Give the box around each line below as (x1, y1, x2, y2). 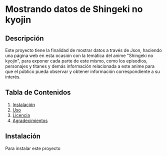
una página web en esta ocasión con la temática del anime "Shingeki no (5, 52, 153, 58)
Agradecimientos (12, 117, 48, 123)
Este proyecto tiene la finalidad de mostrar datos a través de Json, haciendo (5, 47, 162, 53)
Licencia (12, 112, 30, 118)
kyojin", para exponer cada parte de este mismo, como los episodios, (5, 58, 148, 63)
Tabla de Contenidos (5, 88, 71, 97)
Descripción (5, 34, 44, 42)
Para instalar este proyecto (5, 145, 61, 151)
